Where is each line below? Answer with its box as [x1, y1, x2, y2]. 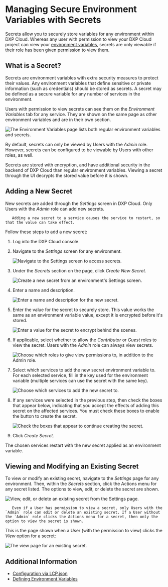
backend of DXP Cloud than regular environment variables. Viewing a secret [5, 167, 162, 173]
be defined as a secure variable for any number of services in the [5, 90, 140, 96]
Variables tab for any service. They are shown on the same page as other [5, 111, 157, 117]
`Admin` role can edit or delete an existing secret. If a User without [5, 510, 160, 515]
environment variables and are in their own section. [5, 117, 111, 123]
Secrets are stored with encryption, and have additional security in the [5, 162, 150, 168]
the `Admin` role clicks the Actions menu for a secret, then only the [5, 514, 158, 520]
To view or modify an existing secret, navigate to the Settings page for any [5, 475, 159, 481]
